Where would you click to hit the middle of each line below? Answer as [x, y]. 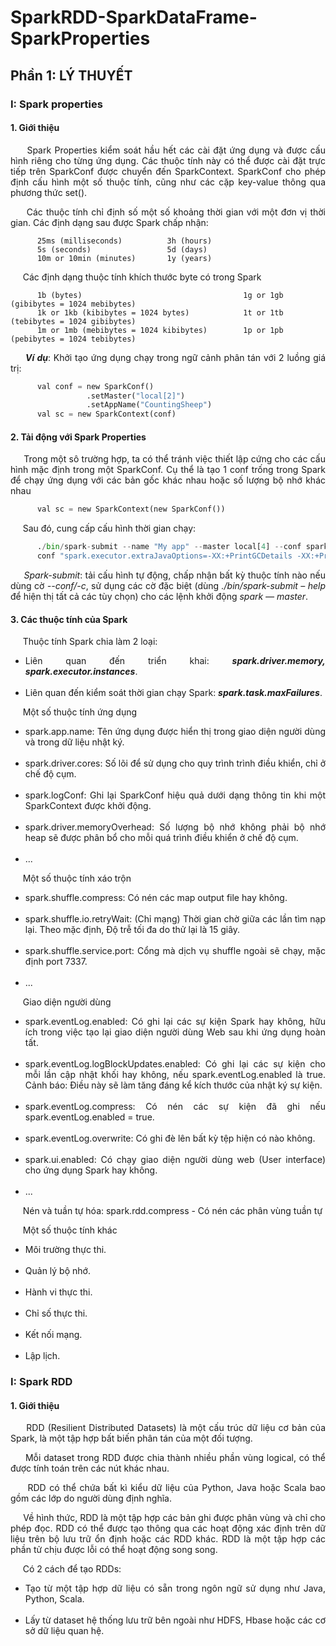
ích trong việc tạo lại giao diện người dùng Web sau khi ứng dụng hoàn [175, 1032]
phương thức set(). [49, 192]
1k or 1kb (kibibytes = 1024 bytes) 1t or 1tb [160, 312]
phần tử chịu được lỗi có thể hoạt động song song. [114, 1550]
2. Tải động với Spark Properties [78, 437]
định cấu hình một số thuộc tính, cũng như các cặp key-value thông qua [168, 182]
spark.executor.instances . [81, 672]
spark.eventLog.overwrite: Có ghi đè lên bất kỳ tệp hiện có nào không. [170, 1138]
